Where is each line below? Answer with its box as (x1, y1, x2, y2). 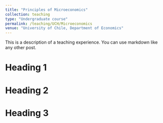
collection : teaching (5, 12, 50, 17)
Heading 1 (5, 62, 47, 73)
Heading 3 (5, 107, 49, 119)
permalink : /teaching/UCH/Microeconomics (5, 21, 93, 26)
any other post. (5, 45, 36, 51)
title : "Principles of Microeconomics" (5, 7, 88, 12)
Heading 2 (5, 85, 49, 96)
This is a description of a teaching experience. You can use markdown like (5, 39, 158, 45)
